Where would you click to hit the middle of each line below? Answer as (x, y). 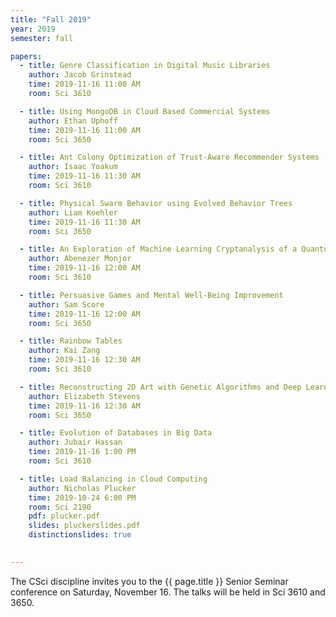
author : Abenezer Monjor (80, 259)
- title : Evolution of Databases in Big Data (116, 433)
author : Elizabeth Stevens (84, 396)
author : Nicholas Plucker (82, 488)
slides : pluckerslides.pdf (84, 526)
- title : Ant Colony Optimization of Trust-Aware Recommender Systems (169, 157)
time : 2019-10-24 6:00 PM (82, 497)
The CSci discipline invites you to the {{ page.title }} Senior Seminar (149, 581)
